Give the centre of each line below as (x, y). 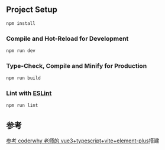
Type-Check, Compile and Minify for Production (77, 66)
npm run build (24, 78)
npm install (21, 23)
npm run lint (22, 106)
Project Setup (32, 10)
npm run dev (21, 50)
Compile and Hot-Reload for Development (67, 38)
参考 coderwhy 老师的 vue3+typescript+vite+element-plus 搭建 (83, 141)
